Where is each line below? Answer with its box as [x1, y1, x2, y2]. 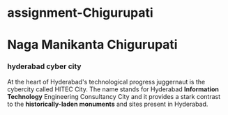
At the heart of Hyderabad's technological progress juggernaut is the [7, 77, 206, 86]
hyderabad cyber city [7, 61, 82, 71]
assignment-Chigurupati [7, 5, 153, 21]
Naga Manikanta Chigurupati [7, 37, 178, 53]
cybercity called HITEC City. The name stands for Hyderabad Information [7, 85, 220, 93]
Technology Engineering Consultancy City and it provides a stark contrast [7, 92, 221, 100]
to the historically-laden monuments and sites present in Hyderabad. [7, 100, 208, 108]
